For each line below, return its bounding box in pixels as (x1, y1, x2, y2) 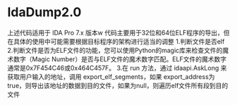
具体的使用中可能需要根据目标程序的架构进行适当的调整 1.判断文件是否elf (13, 37, 225, 46)
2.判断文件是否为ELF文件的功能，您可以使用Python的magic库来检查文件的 (7, 46, 223, 54)
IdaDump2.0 (7, 4, 82, 20)
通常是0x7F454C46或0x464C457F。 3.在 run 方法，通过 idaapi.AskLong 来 (7, 63, 227, 72)
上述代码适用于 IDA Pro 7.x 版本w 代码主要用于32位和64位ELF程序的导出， (7, 28, 224, 37)
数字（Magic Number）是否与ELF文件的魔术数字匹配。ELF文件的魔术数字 (13, 54, 227, 63)
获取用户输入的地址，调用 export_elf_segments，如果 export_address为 (7, 72, 215, 81)
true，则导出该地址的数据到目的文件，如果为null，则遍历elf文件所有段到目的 (7, 81, 229, 89)
